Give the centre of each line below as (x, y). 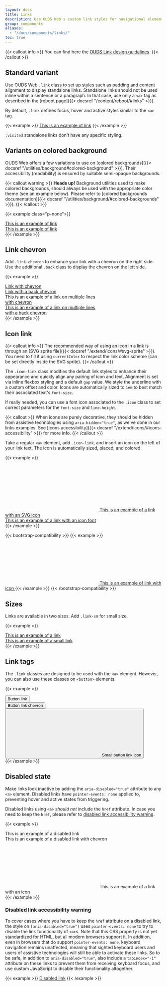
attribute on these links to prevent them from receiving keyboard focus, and (83, 963)
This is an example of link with (130, 583)
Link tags (20, 662)
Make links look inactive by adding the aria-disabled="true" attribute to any (83, 789)
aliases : (14, 28)
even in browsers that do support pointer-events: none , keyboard (73, 942)
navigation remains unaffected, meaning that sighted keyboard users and (80, 947)
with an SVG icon (23, 515)
